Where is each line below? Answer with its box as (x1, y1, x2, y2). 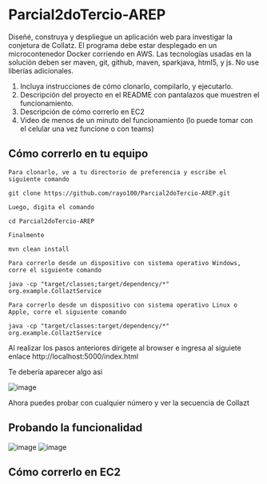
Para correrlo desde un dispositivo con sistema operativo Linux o (8, 301, 238, 309)
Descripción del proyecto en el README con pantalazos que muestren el (19, 89, 260, 99)
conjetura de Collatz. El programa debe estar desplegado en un (8, 40, 217, 50)
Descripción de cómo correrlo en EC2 (19, 106, 145, 117)
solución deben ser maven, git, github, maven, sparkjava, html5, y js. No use (8, 58, 260, 67)
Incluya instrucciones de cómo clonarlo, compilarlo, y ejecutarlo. (19, 81, 233, 91)
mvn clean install (8, 245, 70, 253)
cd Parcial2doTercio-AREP (8, 217, 94, 225)
